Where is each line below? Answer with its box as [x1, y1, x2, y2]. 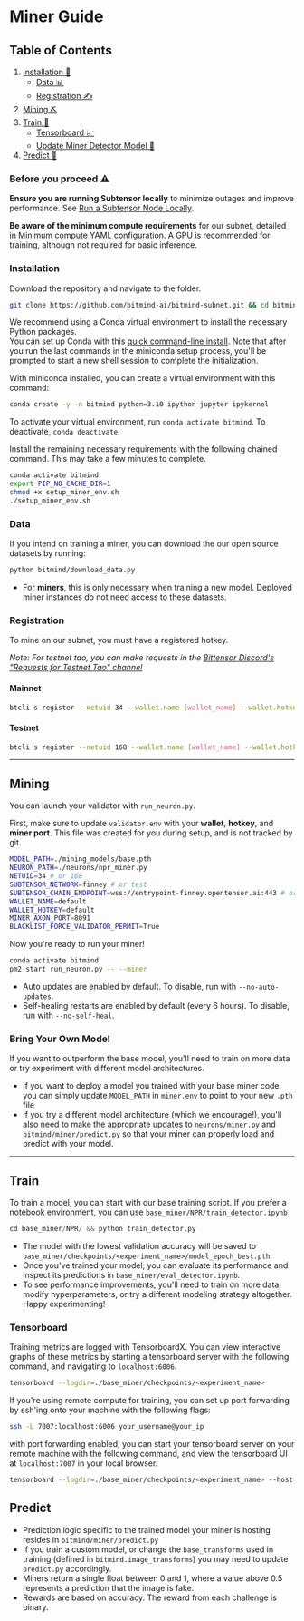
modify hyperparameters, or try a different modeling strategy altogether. [22, 1288, 292, 1299]
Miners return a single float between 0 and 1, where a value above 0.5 [22, 1572, 283, 1584]
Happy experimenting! [22, 1298, 106, 1309]
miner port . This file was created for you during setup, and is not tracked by [9, 827, 293, 838]
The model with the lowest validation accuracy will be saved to [22, 1240, 256, 1251]
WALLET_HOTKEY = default [9, 905, 95, 914]
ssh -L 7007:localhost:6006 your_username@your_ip [9, 1422, 204, 1431]
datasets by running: [9, 548, 86, 559]
